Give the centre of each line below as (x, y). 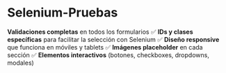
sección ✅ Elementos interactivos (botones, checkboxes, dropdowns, (108, 55)
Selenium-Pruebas (63, 13)
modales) (21, 63)
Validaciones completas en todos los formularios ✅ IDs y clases (100, 32)
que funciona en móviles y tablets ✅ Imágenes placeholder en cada (105, 47)
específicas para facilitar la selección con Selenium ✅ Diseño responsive (113, 39)
